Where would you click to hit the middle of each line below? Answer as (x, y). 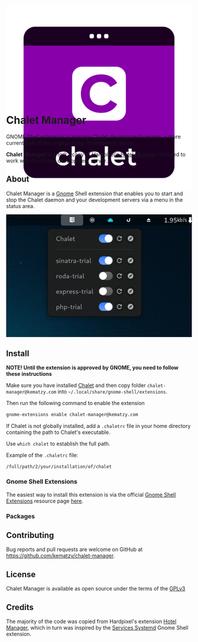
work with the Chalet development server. (57, 160)
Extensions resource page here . (45, 501)
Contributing (30, 535)
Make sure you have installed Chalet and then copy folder (76, 385)
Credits (20, 607)
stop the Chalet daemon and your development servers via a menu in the (95, 200)
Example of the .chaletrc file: (42, 455)
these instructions (29, 374)
